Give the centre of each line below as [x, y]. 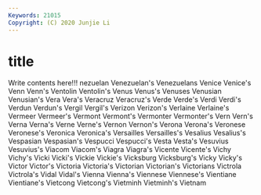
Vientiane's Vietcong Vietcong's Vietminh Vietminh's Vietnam [107, 183]
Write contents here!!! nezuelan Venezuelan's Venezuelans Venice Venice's [130, 83]
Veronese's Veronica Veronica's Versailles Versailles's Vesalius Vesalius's [127, 133]
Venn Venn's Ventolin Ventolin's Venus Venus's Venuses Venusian [115, 92]
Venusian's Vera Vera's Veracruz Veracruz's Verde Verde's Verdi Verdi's [125, 99]
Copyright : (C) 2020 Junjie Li [59, 23]
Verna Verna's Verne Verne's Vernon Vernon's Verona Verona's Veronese [127, 125]
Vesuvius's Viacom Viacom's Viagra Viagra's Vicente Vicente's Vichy [120, 150]
